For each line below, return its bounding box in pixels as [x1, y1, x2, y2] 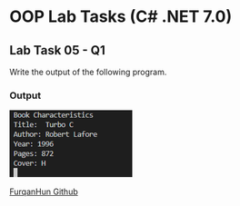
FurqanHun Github [9, 186, 79, 197]
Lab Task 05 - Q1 [9, 43, 106, 58]
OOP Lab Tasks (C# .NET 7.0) [9, 6, 233, 27]
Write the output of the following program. [9, 66, 167, 77]
